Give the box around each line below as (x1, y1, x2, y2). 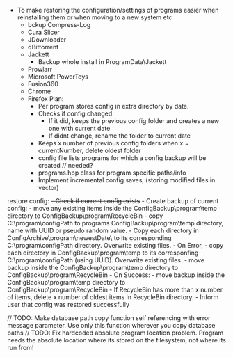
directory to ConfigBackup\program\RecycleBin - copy (7, 212, 163, 220)
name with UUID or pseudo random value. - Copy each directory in (7, 226, 200, 235)
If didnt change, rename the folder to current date (48, 132, 191, 140)
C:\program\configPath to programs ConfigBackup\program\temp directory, (7, 219, 224, 227)
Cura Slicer (27, 28, 61, 36)
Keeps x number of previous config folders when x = (38, 139, 189, 147)
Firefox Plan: (27, 95, 64, 103)
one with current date (48, 125, 111, 132)
